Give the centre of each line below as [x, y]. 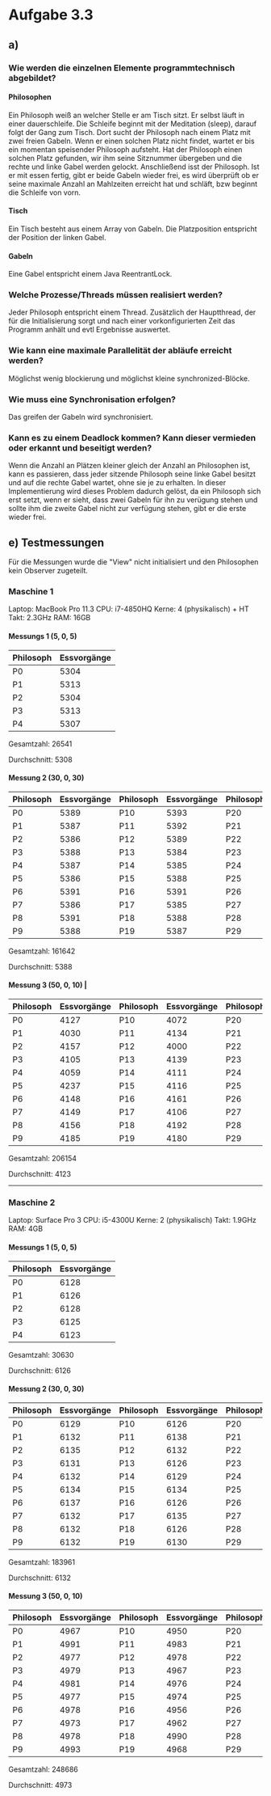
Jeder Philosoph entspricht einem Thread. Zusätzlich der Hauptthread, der [132, 312]
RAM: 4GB [25, 1229]
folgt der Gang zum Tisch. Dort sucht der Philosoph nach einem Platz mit [130, 132]
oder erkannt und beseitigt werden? [80, 448]
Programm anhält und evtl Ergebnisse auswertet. [90, 330]
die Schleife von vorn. [45, 192]
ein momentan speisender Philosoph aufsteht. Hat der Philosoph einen [125, 149]
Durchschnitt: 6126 [40, 1370]
